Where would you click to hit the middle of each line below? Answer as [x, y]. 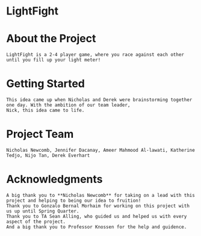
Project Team [40, 134]
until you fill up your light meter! [54, 60]
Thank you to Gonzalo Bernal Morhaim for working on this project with [98, 206]
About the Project [51, 39]
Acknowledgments [55, 179]
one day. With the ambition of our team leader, [68, 105]
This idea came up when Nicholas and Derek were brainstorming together [99, 100]
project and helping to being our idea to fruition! [74, 200]
